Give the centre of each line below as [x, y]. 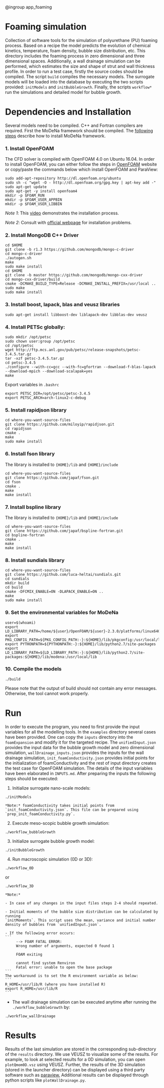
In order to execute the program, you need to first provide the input [72, 727]
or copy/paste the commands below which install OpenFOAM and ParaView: [82, 169]
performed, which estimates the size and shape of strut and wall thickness [80, 66]
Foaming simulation [46, 27]
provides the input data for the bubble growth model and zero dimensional [80, 747]
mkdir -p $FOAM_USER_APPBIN [34, 200]
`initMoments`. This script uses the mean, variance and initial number [81, 920]
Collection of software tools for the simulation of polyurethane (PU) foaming [81, 40]
